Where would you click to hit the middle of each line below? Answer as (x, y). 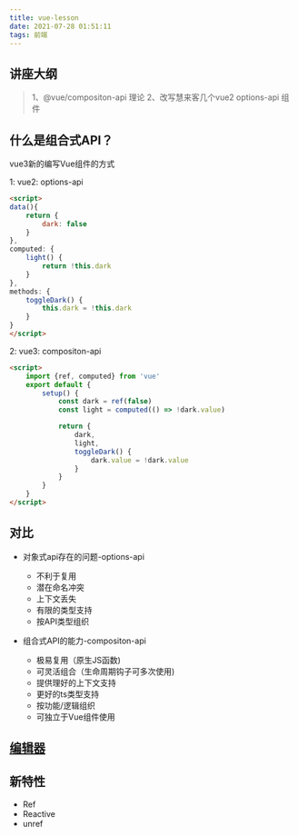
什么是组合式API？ (61, 140)
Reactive (39, 813)
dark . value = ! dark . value (139, 460)
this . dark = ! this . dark (87, 309)
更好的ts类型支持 (68, 694)
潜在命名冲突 (60, 587)
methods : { (30, 292)
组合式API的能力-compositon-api (84, 641)
